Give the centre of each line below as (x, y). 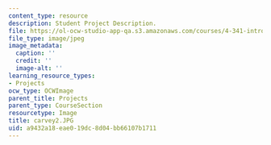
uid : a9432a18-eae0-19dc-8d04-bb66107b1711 (83, 128)
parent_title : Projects (48, 98)
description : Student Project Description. (83, 23)
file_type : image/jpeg (46, 38)
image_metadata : (35, 46)
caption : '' (36, 53)
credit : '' (34, 61)
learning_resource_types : (52, 76)
